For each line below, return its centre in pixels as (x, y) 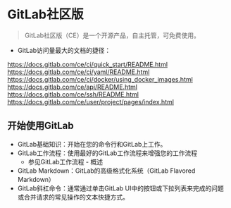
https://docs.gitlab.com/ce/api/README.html (72, 87)
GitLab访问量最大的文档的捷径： (64, 50)
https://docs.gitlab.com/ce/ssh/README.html (73, 94)
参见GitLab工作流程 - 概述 (65, 161)
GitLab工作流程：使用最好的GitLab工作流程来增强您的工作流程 (107, 153)
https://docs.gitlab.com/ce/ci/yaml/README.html (79, 72)
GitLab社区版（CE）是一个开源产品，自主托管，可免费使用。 (112, 35)
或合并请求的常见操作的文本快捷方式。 (73, 197)
